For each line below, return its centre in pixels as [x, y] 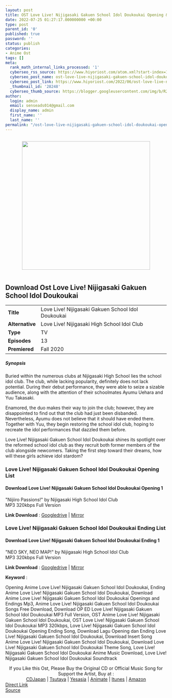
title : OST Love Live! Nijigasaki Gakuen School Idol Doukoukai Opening [84, 15]
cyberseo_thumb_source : [35, 91]
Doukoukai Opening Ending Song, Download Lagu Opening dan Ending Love [86, 631]
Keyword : [16, 577]
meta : [11, 63]
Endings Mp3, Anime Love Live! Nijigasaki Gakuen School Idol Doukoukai [82, 603]
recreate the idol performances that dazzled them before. [66, 430]
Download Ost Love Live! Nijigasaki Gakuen [76, 288]
